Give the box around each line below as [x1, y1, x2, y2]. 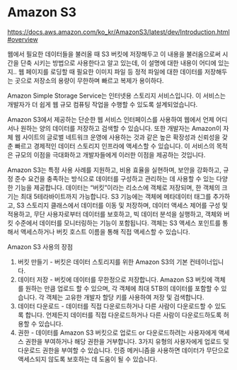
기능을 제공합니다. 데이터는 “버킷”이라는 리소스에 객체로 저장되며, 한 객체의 [14, 183, 221, 192]
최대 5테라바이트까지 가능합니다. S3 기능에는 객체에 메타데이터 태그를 [20, 192, 212, 200]
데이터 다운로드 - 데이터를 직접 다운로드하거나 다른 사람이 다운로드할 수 [17, 301, 214, 310]
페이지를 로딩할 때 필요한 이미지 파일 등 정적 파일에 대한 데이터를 [25, 67, 203, 76]
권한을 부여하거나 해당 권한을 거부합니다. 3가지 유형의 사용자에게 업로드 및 [25, 337, 229, 345]
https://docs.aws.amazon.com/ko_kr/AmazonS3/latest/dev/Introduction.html [7, 28, 230, 36]
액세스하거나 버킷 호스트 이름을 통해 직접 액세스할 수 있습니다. [20, 227, 190, 236]
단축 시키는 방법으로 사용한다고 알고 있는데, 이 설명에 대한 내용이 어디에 [20, 58, 217, 67]
